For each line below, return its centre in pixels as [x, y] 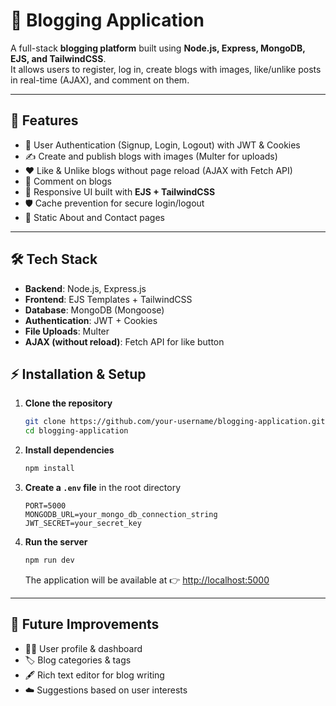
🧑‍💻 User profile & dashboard [83, 648]
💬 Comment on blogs [68, 181]
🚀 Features [44, 120]
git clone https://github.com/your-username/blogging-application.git [175, 422]
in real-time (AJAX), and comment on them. [100, 80]
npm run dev [49, 560]
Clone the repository [68, 403]
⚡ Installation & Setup [78, 374]
